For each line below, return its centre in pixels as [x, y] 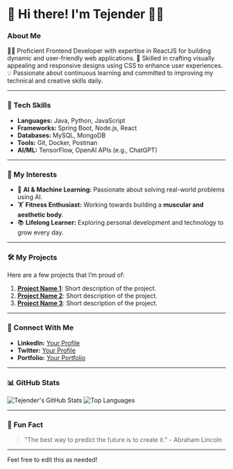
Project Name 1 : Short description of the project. [87, 289]
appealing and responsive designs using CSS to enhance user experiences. [115, 66]
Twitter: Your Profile [46, 350]
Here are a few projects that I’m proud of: [66, 275]
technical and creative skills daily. [55, 81]
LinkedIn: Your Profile [49, 343]
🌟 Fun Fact [25, 425]
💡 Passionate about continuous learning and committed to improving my [110, 73]
